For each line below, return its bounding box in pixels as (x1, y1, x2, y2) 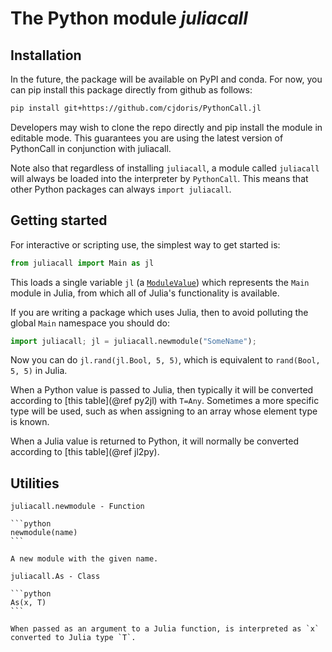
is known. (10, 416, 50, 428)
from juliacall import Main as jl (10, 258, 155, 268)
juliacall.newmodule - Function (10, 502, 145, 512)
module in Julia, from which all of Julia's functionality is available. (10, 287, 280, 299)
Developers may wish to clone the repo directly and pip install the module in (10, 121, 323, 133)
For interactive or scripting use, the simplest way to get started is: (10, 238, 281, 251)
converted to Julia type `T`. (10, 633, 137, 643)
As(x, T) (10, 598, 47, 608)
